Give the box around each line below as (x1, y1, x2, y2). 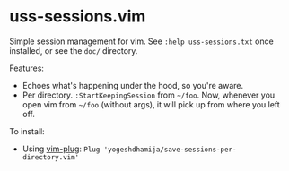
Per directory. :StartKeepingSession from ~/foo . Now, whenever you (22, 90, 276, 100)
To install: (9, 125, 45, 136)
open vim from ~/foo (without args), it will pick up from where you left (22, 98, 280, 109)
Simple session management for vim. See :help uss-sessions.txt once (9, 36, 274, 47)
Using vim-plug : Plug (22, 143, 101, 154)
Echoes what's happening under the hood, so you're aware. (22, 80, 244, 90)
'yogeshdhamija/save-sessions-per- (103, 145, 237, 154)
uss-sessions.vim (9, 6, 146, 27)
